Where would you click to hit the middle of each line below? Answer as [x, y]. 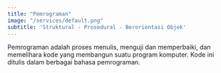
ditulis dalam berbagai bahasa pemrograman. [74, 62]
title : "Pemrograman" [40, 14]
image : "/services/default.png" [55, 21]
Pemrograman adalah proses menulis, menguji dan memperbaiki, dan [109, 47]
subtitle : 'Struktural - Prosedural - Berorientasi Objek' [97, 27]
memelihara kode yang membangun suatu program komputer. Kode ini [111, 55]
